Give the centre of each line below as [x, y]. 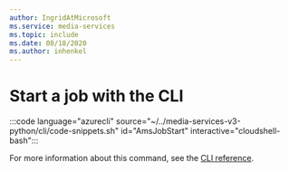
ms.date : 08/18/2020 [48, 43]
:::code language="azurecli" [62, 121]
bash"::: [24, 140]
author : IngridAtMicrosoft [60, 18]
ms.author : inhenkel [48, 52]
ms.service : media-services [63, 26]
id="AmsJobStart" [154, 131]
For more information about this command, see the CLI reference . [132, 158]
